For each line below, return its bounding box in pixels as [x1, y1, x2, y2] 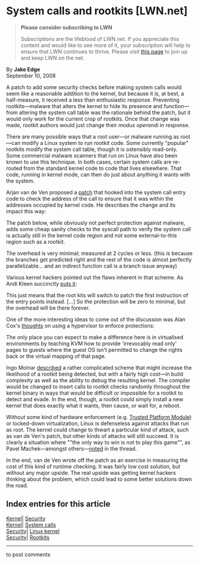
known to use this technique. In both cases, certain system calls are [6, 158, 172, 165]
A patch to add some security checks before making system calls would [6, 83, 182, 90]
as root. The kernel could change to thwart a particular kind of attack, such [6, 426, 189, 433]
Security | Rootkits [6, 534, 50, 541]
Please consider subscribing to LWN [20, 24, 113, 31]
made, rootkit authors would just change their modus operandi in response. [6, 121, 190, 128]
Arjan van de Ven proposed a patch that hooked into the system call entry [6, 188, 186, 196]
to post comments [6, 551, 50, 558]
